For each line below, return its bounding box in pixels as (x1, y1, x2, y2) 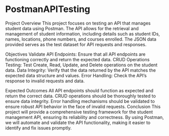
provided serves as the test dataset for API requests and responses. (5, 41, 147, 47)
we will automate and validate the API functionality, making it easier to (5, 119, 150, 125)
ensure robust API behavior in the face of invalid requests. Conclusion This (5, 103, 161, 109)
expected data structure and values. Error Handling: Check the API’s (5, 72, 147, 78)
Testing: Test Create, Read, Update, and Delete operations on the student (5, 62, 158, 68)
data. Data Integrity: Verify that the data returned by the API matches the (5, 67, 156, 73)
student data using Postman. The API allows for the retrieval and (5, 25, 139, 31)
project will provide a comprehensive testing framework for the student (5, 109, 153, 115)
